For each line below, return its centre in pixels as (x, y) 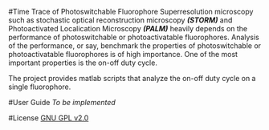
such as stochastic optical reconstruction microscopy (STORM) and (120, 20)
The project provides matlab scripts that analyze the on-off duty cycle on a (132, 78)
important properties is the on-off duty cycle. (83, 63)
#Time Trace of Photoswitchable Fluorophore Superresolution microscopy (131, 12)
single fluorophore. (40, 87)
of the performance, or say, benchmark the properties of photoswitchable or (135, 46)
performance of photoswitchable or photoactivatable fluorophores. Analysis (134, 37)
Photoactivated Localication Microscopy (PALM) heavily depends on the (128, 28)
